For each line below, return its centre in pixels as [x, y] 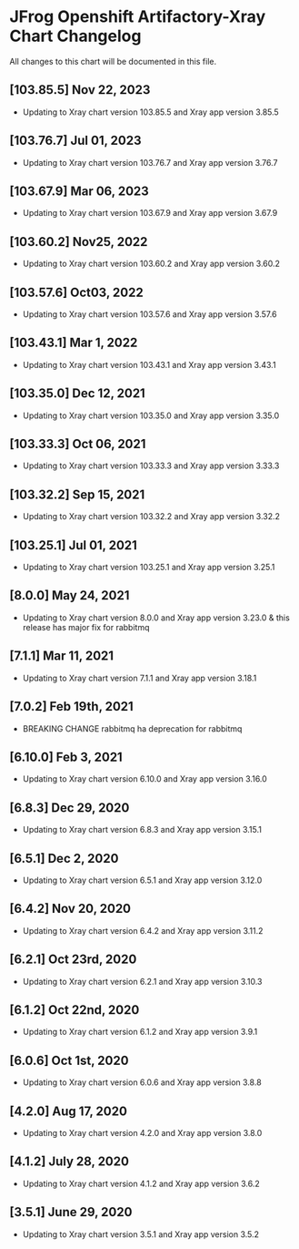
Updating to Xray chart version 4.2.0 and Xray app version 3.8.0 [142, 1133]
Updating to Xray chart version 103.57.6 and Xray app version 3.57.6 [149, 314]
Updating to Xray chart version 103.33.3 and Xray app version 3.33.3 [151, 466]
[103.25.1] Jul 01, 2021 [74, 545]
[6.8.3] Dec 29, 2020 [70, 808]
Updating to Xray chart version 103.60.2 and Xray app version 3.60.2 [151, 264]
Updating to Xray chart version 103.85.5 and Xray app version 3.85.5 [150, 112]
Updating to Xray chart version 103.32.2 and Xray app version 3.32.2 [151, 517]
